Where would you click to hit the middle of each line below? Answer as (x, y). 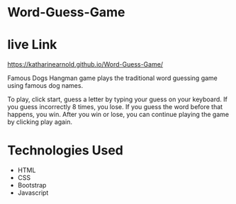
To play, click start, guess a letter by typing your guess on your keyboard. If (118, 99)
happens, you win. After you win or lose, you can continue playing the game (118, 115)
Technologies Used (66, 151)
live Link (32, 45)
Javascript (33, 193)
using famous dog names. (45, 86)
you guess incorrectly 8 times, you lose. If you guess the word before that (115, 107)
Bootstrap (32, 186)
